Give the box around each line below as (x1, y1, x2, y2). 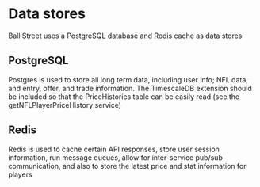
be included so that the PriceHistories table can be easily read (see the (8, 92, 240, 101)
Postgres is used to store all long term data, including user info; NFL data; (8, 74, 248, 84)
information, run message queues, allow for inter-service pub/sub (8, 152, 224, 162)
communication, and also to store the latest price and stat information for (8, 161, 247, 170)
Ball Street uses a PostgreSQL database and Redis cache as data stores (8, 31, 243, 40)
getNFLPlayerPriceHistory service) (8, 100, 121, 109)
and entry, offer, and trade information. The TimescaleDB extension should (8, 83, 252, 93)
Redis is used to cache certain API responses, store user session (8, 144, 220, 154)
